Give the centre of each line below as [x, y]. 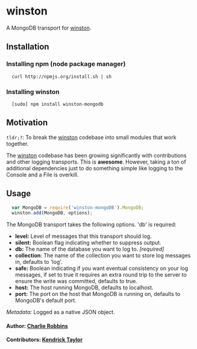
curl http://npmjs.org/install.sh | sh [62, 77]
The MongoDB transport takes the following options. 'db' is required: [91, 225]
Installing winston [33, 92]
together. [17, 144]
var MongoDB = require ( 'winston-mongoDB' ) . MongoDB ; [78, 207]
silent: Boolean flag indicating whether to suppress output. [88, 243]
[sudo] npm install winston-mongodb [58, 104]
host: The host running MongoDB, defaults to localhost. [84, 287]
